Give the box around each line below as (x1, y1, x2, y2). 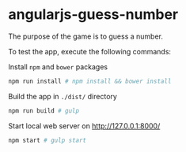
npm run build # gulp (8, 106, 80, 115)
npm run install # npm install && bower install (8, 77, 172, 85)
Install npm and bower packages (8, 61, 108, 72)
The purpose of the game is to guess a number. (8, 32, 164, 41)
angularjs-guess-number (8, 6, 179, 24)
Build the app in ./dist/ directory (8, 91, 117, 101)
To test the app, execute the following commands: (8, 46, 172, 56)
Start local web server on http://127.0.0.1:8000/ (8, 120, 161, 131)
